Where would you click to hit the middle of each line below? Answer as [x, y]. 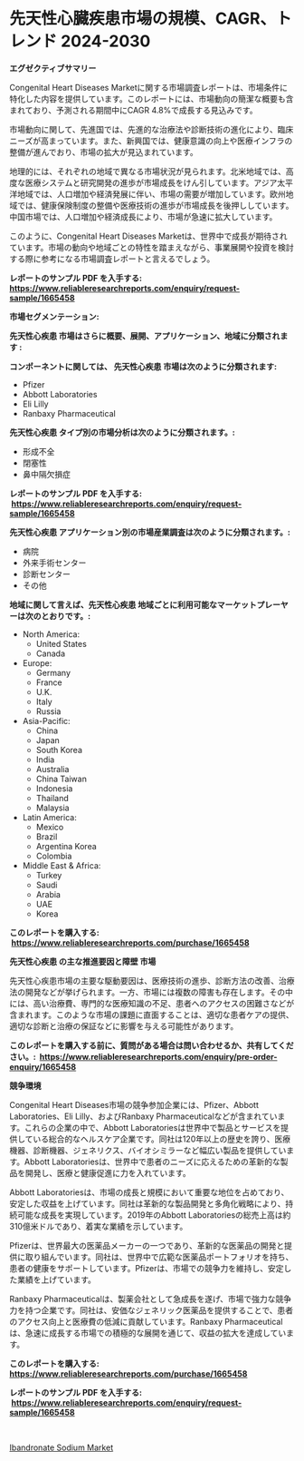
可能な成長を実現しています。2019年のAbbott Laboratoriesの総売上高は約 [154, 1215]
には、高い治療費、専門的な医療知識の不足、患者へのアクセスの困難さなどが [152, 1003]
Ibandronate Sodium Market [62, 1447]
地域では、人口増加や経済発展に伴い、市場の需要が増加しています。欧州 [152, 194]
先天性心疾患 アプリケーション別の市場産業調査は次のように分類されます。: [150, 532]
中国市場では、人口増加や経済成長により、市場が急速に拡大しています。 [143, 216]
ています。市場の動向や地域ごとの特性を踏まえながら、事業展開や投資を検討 [152, 247]
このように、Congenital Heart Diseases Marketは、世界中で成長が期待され [148, 236]
